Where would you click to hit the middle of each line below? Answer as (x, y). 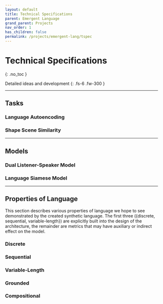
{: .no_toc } (16, 74)
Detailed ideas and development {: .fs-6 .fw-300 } (55, 84)
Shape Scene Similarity (33, 130)
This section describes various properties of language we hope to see (75, 211)
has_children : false (26, 32)
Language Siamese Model (36, 178)
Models (16, 151)
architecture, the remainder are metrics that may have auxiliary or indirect (78, 226)
